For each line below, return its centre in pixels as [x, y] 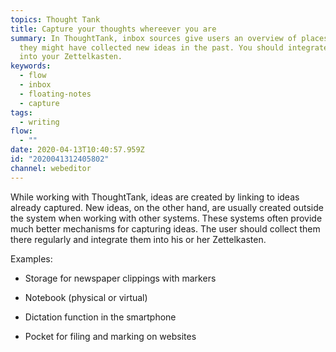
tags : [21, 112]
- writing [39, 122]
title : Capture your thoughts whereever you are [113, 29]
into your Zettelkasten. [71, 57]
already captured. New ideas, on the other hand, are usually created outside [167, 207]
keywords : [31, 66]
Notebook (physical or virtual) [86, 297]
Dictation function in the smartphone [100, 317]
